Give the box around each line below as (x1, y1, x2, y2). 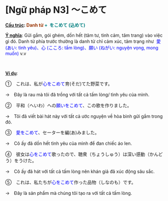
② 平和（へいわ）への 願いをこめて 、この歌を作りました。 (5, 102, 132, 108)
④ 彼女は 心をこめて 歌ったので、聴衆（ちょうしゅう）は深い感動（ (5, 151, 150, 157)
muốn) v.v (5, 50, 26, 56)
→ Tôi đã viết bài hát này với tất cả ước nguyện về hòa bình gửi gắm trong (5, 113, 163, 119)
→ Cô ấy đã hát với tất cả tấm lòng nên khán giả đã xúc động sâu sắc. (5, 168, 155, 174)
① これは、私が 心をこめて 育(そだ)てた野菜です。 (5, 81, 113, 87)
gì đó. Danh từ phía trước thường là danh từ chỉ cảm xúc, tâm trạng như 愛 (5, 38, 161, 44)
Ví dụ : (5, 70, 18, 76)
